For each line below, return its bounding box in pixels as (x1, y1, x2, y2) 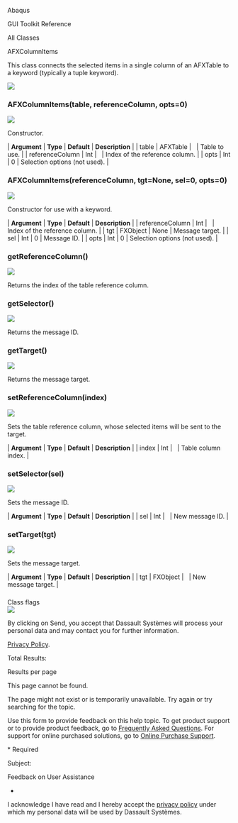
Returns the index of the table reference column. (7, 280, 149, 289)
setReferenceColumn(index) (7, 393, 108, 403)
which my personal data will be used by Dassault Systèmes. (7, 808, 182, 817)
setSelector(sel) (7, 468, 64, 478)
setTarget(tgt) (7, 530, 57, 539)
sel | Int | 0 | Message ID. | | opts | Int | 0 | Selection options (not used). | (7, 233, 218, 242)
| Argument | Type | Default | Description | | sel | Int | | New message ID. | (7, 512, 229, 521)
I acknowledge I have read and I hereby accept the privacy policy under (7, 800, 217, 809)
